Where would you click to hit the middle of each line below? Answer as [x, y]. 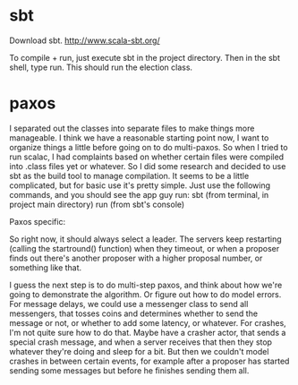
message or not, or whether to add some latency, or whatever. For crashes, [148, 322]
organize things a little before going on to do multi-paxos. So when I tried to [149, 147]
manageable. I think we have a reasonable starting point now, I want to [139, 137]
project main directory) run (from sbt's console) [97, 204]
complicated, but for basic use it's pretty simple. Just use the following [140, 185]
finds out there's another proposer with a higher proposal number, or [136, 258]
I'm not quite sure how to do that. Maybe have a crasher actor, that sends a [148, 332]
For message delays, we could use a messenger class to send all [129, 304]
